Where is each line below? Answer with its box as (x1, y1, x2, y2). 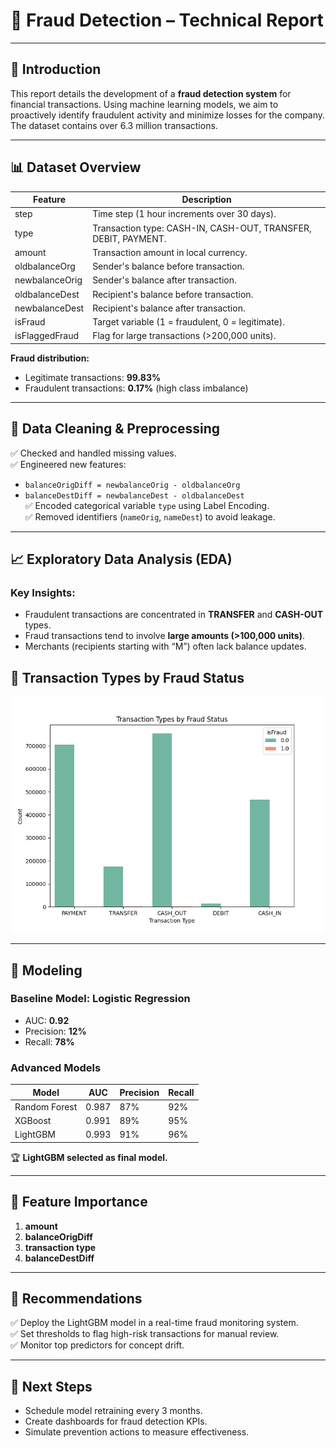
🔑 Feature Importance (10, 1194, 148, 1211)
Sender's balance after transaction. (92, 274, 237, 286)
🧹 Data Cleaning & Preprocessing (10, 420, 221, 438)
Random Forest (14, 1100, 78, 1113)
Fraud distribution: (10, 352, 90, 364)
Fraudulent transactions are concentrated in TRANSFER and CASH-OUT (24, 609, 324, 621)
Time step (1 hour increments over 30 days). (92, 208, 277, 220)
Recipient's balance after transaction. (92, 302, 246, 314)
